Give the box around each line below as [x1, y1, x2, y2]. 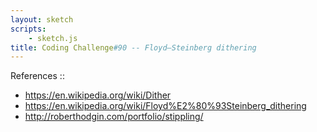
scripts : [10, 24, 47, 34]
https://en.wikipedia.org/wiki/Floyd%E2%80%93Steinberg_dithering [24, 100, 307, 112]
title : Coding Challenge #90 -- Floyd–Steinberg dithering [10, 42, 257, 53]
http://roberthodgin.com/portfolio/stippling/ [24, 111, 204, 123]
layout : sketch [10, 14, 74, 25]
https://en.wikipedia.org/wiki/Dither [24, 89, 172, 101]
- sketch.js [28, 33, 78, 43]
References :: [10, 70, 65, 82]
